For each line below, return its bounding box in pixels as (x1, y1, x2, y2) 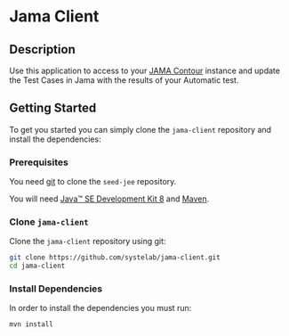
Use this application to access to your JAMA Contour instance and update (9, 65, 280, 76)
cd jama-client (9, 261, 66, 271)
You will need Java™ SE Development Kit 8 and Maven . (9, 193, 210, 204)
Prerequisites (9, 156, 68, 168)
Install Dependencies (9, 283, 103, 295)
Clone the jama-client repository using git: (9, 236, 166, 247)
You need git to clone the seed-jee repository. (9, 176, 177, 187)
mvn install (9, 320, 53, 329)
